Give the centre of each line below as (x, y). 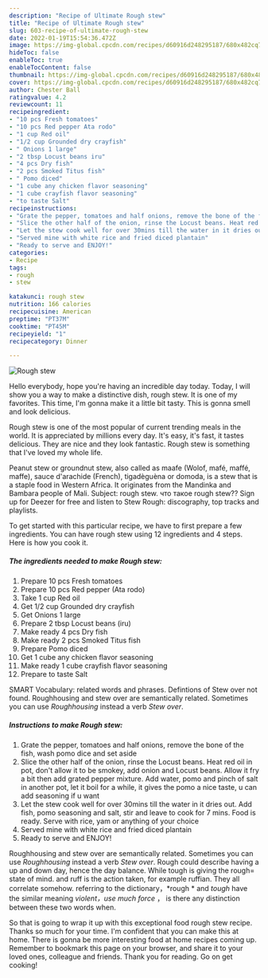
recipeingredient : (39, 112)
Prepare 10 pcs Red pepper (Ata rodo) (83, 590)
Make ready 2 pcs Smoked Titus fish (81, 640)
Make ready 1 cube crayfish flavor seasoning (94, 666)
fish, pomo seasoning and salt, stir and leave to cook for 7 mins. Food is (138, 813)
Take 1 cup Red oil (50, 598)
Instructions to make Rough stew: (66, 725)
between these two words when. (62, 907)
